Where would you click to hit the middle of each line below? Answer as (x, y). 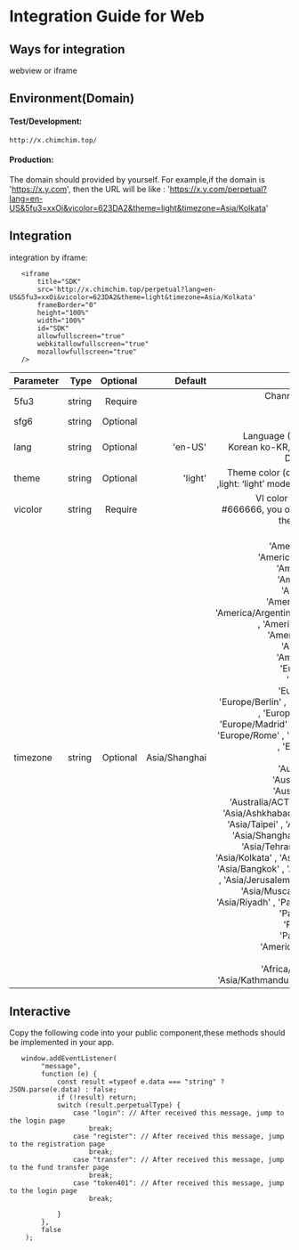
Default (191, 380)
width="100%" (61, 321)
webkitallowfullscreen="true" (93, 344)
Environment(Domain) (72, 98)
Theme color (253, 472)
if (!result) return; (97, 1098)
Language (264, 435)
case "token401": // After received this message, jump (178, 1183)
